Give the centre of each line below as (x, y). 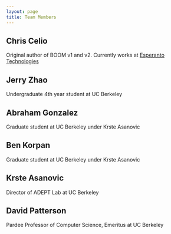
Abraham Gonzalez (42, 113)
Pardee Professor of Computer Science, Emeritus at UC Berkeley (85, 225)
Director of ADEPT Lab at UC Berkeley (52, 192)
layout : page (22, 11)
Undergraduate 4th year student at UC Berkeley (64, 94)
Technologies (23, 61)
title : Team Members (32, 17)
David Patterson (36, 211)
